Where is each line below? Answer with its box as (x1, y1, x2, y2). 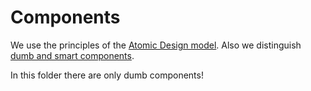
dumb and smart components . (10, 49, 135, 61)
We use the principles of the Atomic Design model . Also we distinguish (10, 39, 302, 51)
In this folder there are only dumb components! (10, 69, 204, 81)
